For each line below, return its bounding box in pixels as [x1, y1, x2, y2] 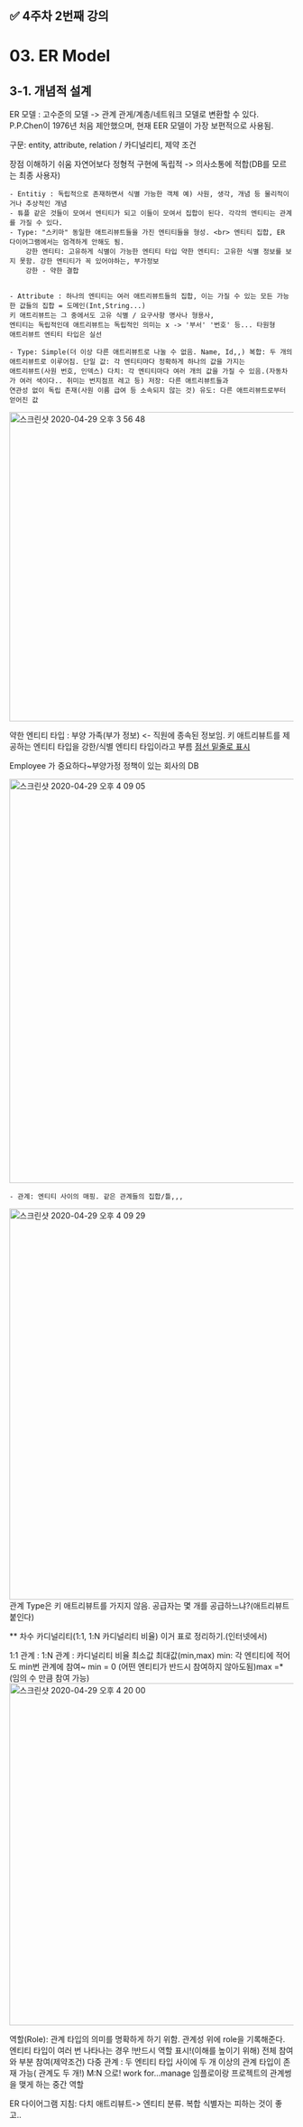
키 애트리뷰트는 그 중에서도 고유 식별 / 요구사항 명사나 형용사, [9, 311, 215, 321]
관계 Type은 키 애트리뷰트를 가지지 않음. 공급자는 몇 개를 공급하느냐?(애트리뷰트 [9, 1600, 290, 1611]
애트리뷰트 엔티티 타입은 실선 [9, 331, 102, 340]
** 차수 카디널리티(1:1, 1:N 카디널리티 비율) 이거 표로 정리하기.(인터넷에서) [9, 1631, 268, 1642]
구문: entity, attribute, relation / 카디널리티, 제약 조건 [9, 139, 197, 151]
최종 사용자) [18, 170, 61, 181]
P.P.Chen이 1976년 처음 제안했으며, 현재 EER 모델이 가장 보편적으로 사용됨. [9, 120, 274, 131]
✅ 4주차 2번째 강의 [9, 8, 110, 24]
